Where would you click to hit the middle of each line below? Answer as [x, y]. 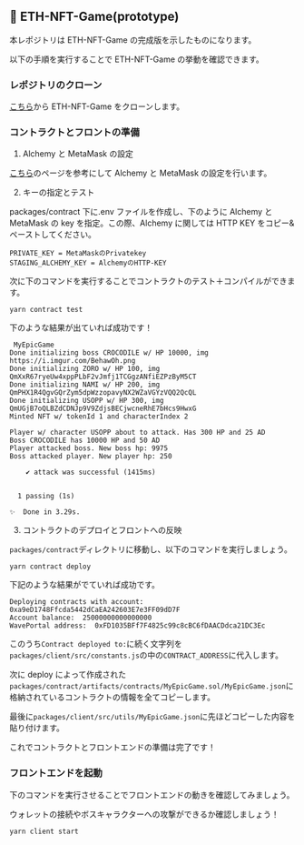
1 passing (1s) [46, 497]
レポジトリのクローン [56, 85]
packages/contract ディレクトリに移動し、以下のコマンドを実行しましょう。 [151, 549]
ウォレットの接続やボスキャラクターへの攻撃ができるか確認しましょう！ [144, 814]
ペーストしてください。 [53, 235]
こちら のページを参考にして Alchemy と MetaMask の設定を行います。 [141, 173]
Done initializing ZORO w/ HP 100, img [85, 369]
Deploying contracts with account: [77, 602]
